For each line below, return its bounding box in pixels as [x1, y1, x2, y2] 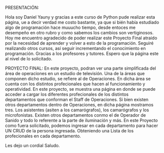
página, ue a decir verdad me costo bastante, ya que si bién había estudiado [5, 20, 159, 25]
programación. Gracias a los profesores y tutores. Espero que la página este [5, 51, 159, 56]
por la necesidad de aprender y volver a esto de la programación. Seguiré [5, 40, 154, 46]
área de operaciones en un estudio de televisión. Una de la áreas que [5, 71, 145, 76]
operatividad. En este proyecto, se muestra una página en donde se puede [5, 86, 156, 92]
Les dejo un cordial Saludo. [5, 143, 60, 148]
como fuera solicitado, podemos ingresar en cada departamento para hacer [5, 123, 158, 128]
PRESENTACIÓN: [5, 5, 39, 10]
